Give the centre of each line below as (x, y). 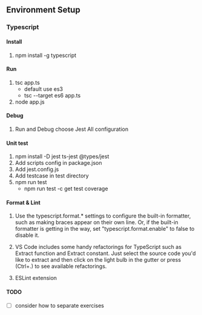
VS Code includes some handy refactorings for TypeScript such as (98, 247)
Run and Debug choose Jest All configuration (72, 129)
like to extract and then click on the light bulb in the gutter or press (98, 260)
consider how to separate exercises (60, 305)
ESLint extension (36, 278)
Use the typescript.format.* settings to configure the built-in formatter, (103, 216)
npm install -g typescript (46, 55)
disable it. (27, 235)
